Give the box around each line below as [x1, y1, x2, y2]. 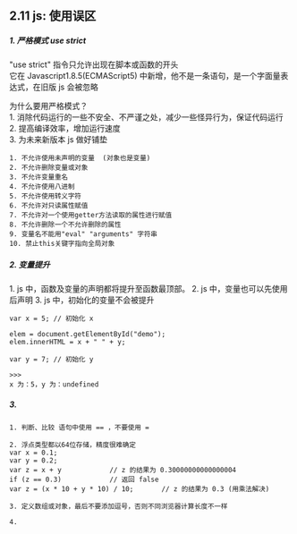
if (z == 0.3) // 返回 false [9, 475, 159, 485]
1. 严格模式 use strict [9, 35, 87, 46]
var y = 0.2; [9, 456, 58, 465]
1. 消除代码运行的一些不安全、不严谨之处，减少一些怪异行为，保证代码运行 [9, 112, 284, 123]
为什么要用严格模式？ [9, 101, 88, 112]
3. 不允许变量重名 [9, 173, 69, 182]
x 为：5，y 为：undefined [9, 380, 99, 389]
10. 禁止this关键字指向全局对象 [9, 240, 115, 249]
